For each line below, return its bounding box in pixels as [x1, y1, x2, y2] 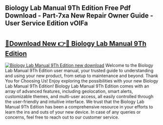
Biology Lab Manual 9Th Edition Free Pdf [5, 4, 131, 12]
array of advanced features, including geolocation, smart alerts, [5, 88, 133, 94]
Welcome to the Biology [105, 62, 154, 68]
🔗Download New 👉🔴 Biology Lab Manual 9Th [5, 39, 146, 48]
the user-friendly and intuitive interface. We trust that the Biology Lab [5, 99, 145, 104]
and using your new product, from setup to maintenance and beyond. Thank [5, 73, 159, 79]
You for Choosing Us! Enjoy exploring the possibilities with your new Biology [5, 78, 159, 83]
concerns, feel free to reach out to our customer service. [5, 114, 120, 120]
